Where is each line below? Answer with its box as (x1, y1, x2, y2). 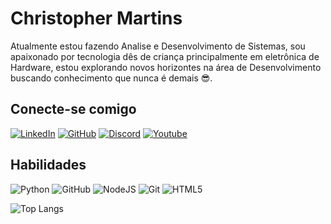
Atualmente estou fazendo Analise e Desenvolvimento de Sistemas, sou (10, 40, 306, 52)
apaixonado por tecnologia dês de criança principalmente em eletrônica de (10, 50, 320, 62)
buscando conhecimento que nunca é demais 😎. (10, 72, 213, 84)
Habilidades (10, 157, 87, 174)
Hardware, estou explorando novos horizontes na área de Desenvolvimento (10, 61, 322, 73)
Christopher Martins (10, 7, 183, 30)
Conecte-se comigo (10, 101, 137, 118)
